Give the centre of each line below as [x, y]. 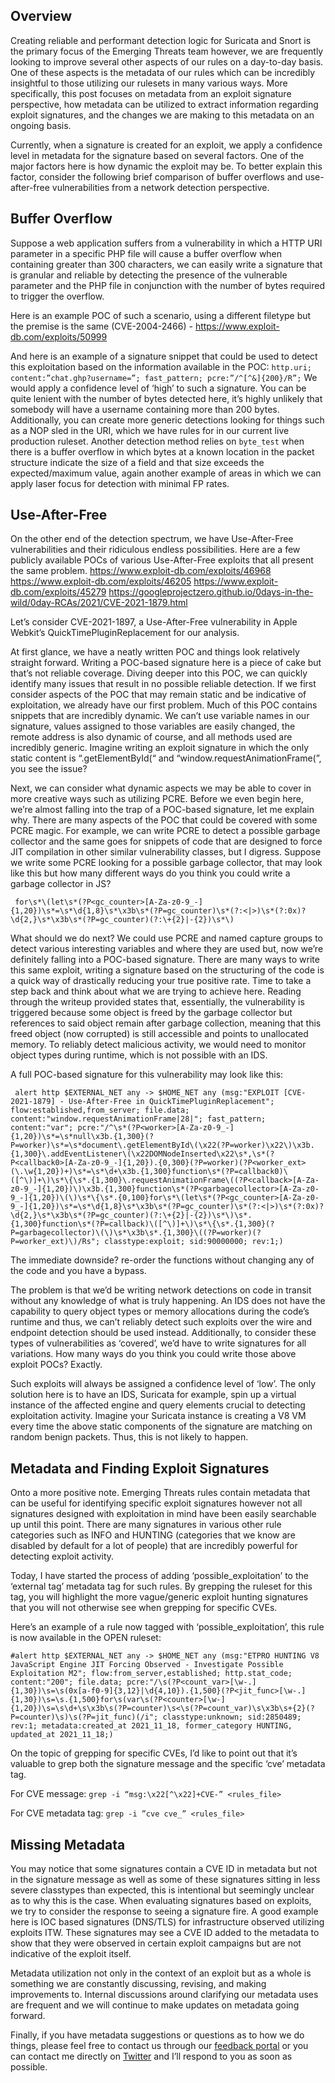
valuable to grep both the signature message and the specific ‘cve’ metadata [168, 1764]
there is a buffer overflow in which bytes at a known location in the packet [162, 451]
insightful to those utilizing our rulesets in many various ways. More [149, 83]
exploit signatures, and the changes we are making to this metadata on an [162, 115]
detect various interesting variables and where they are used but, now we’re [167, 949]
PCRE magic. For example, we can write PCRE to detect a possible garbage [165, 831]
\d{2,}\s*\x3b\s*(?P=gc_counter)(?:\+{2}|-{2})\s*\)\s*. [131, 1215]
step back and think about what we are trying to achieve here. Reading [156, 991]
